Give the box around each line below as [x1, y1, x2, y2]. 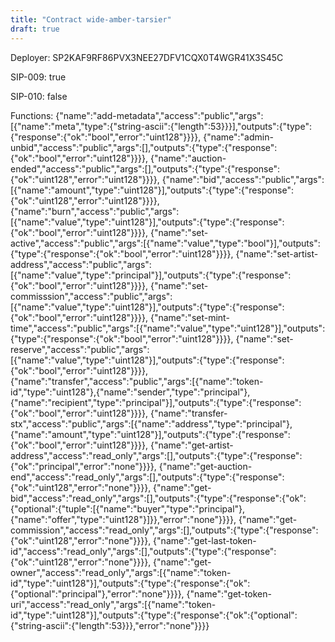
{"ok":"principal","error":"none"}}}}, [10, 460, 157, 472]
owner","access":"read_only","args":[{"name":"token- [10, 566, 232, 578]
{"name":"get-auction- [158, 460, 253, 472]
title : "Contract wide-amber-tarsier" [10, 14, 172, 25]
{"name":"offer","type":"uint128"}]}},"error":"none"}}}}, [10, 513, 237, 525]
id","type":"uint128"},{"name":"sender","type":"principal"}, [10, 386, 251, 398]
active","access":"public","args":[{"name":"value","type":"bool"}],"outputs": [10, 237, 321, 249]
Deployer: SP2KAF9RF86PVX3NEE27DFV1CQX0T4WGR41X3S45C [10, 51, 284, 63]
